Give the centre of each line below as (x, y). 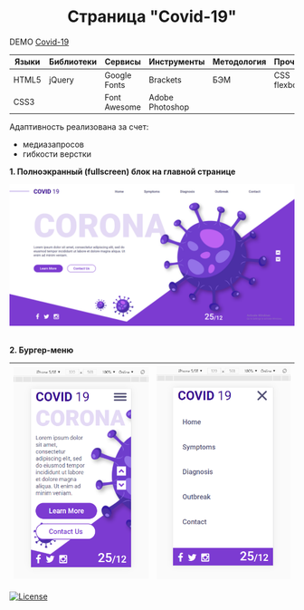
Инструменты (177, 62)
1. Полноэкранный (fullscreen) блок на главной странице (123, 172)
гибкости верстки (57, 154)
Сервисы (123, 62)
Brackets (166, 80)
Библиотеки (73, 62)
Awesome (123, 107)
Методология (239, 62)
